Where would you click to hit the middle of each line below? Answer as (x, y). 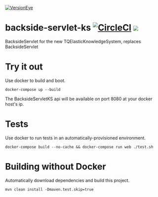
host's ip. (15, 104)
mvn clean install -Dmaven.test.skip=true (49, 189)
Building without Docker (56, 167)
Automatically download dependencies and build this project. (67, 180)
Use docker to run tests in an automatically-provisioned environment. (75, 138)
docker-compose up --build (33, 89)
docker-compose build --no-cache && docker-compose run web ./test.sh (79, 147)
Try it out (24, 67)
